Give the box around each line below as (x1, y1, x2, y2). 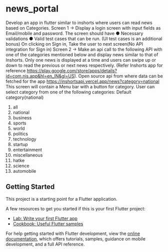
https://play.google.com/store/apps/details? (26, 67, 117, 73)
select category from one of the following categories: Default (5, 89, 131, 95)
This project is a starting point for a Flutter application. (5, 196, 117, 202)
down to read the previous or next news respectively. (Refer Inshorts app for (5, 62, 163, 68)
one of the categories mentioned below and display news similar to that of (5, 51, 158, 58)
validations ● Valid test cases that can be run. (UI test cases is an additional (5, 36, 162, 42)
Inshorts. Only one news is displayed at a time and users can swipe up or (5, 57, 156, 63)
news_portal (5, 3, 59, 15)
